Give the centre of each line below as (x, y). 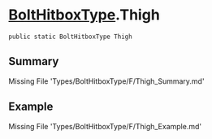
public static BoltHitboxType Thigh (70, 37)
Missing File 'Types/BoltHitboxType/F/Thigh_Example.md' (105, 126)
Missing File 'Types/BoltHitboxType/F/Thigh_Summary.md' (106, 81)
